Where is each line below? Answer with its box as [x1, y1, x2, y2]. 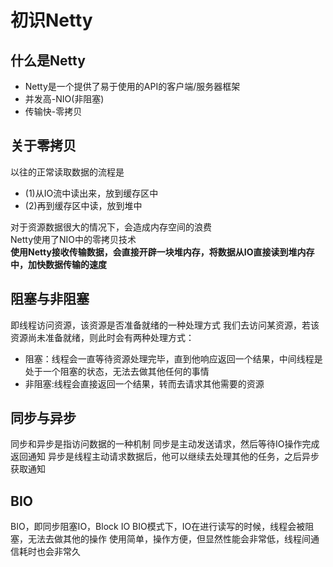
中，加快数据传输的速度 [10, 258, 107, 270]
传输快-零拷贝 [24, 106, 83, 117]
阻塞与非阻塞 [10, 291, 90, 308]
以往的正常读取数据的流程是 [10, 166, 125, 178]
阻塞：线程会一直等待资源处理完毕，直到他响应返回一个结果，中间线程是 [24, 352, 323, 365]
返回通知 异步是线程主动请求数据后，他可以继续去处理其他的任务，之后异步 [10, 451, 320, 463]
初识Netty [10, 9, 93, 32]
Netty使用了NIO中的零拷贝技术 [10, 233, 137, 245]
